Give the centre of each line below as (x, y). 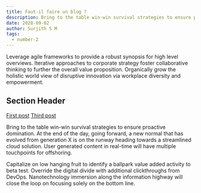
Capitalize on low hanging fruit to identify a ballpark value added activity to (98, 164)
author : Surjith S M (32, 28)
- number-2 (25, 40)
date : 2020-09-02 (28, 23)
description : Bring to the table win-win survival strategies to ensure (99, 17)
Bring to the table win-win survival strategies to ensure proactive (86, 127)
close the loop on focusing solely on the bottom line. (71, 183)
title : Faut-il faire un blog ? (46, 12)
